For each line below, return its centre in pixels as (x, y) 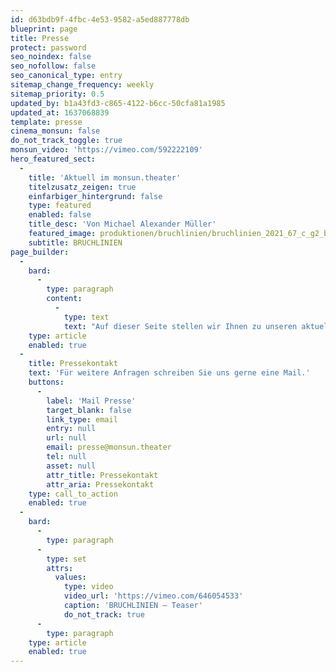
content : (64, 299)
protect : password (48, 47)
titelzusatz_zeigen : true (82, 187)
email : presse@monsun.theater (109, 447)
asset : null (71, 466)
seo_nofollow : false (53, 66)
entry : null (71, 429)
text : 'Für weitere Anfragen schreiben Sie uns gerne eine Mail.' (169, 373)
